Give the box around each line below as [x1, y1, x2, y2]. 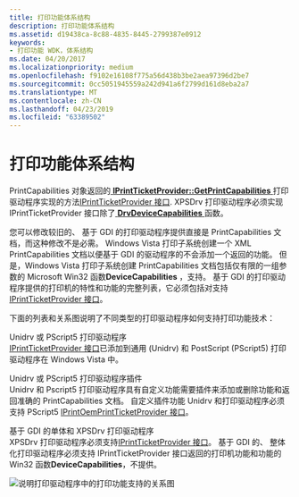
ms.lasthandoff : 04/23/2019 [9, 105, 114, 114]
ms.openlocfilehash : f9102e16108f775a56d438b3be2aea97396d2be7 [9, 72, 250, 80]
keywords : [9, 38, 46, 47]
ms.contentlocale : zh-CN [9, 96, 102, 105]
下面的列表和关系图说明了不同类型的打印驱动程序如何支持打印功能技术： [9, 313, 275, 324]
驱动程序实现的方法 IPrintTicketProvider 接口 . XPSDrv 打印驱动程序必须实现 [9, 197, 284, 207]
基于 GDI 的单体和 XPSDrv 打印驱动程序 [9, 425, 154, 436]
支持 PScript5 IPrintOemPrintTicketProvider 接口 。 [9, 407, 194, 417]
